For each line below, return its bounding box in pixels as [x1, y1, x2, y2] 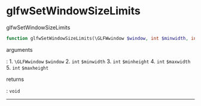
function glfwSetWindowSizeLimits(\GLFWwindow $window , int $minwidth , [6, 35, 188, 41]
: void [6, 87, 20, 94]
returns [6, 76, 25, 83]
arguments [6, 46, 33, 53]
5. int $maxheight [6, 64, 49, 71]
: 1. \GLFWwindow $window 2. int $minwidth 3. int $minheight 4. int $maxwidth [6, 58, 191, 65]
